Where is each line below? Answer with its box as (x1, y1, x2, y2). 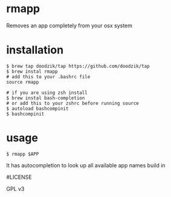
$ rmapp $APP (6, 151, 39, 157)
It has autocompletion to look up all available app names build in (6, 161, 166, 169)
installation (6, 43, 64, 57)
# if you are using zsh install (6, 90, 88, 96)
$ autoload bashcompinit (6, 105, 69, 112)
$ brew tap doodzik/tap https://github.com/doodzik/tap (6, 63, 150, 69)
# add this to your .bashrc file (6, 73, 91, 80)
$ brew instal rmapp (6, 68, 59, 75)
